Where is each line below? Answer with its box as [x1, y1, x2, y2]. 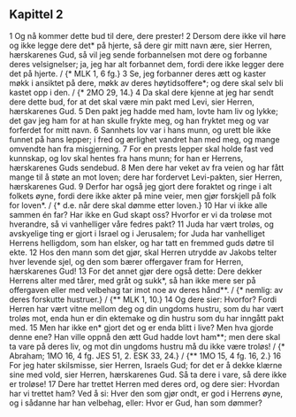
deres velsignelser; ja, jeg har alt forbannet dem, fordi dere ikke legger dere [9, 58, 285, 69]
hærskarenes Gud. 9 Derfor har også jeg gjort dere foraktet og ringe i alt [9, 181, 272, 191]
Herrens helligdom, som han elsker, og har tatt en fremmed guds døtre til [9, 237, 275, 248]
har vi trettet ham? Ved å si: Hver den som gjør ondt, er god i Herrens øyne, [9, 388, 284, 398]
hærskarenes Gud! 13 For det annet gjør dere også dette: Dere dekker [9, 266, 262, 276]
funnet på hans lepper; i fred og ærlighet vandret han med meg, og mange [9, 134, 280, 144]
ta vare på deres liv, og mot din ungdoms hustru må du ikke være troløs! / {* [9, 341, 285, 351]
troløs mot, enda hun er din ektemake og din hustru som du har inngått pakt [9, 313, 285, 323]
